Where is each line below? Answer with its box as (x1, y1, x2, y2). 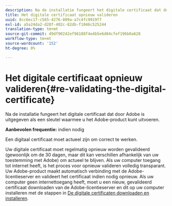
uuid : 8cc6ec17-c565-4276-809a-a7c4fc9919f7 (5, 17, 102, 22)
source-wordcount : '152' (5, 41, 58, 46)
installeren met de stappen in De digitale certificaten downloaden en (5, 190, 149, 196)
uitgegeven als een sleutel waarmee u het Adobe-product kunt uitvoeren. (5, 116, 160, 122)
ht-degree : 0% (5, 46, 36, 51)
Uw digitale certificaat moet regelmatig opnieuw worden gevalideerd (5, 146, 150, 152)
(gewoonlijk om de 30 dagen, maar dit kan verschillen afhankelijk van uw (5, 152, 159, 158)
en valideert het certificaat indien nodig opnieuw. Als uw (35, 173, 154, 179)
